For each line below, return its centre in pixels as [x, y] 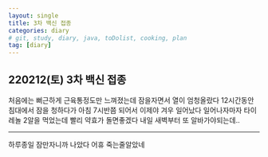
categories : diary [39, 30]
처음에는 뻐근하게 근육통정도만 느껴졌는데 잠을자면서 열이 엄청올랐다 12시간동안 [131, 100]
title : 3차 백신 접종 [40, 23]
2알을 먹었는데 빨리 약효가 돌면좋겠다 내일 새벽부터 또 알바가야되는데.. [132, 120]
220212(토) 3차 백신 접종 [67, 79]
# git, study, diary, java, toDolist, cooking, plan [98, 38]
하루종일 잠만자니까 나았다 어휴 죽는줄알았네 [77, 144]
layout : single [33, 16]
